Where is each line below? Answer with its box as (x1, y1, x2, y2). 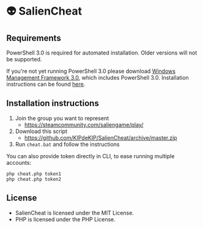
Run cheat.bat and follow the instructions (15, 140, 120, 148)
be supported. (6, 56, 42, 63)
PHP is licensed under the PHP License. (15, 215, 116, 223)
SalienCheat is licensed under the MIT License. (15, 209, 135, 216)
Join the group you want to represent (15, 114, 109, 122)
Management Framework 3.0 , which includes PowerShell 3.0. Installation (6, 74, 190, 81)
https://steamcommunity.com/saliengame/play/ (24, 121, 144, 128)
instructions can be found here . (6, 80, 86, 88)
